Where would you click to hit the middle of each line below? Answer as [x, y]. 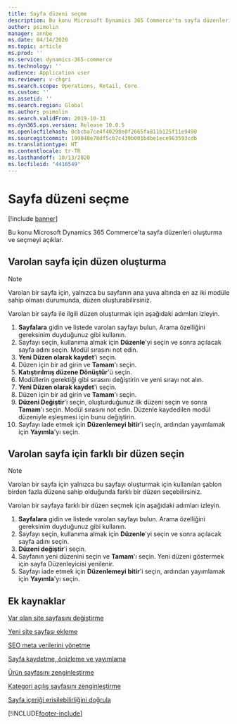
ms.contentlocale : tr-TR [44, 151]
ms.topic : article [35, 46]
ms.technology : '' [35, 66]
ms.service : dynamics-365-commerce [60, 60]
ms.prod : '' [25, 53]
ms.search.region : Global [46, 106]
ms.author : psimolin [38, 112]
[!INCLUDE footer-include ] [45, 713]
